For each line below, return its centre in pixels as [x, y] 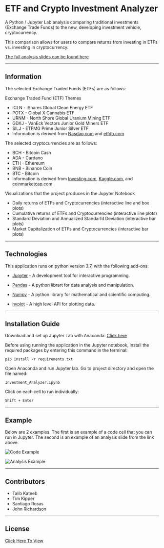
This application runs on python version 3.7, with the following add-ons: [77, 266]
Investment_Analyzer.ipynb [32, 383]
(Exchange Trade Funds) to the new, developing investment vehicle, [73, 27]
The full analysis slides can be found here [47, 56]
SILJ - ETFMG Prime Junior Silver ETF [50, 128]
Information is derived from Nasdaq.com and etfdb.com [68, 133]
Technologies [26, 254]
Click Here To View [24, 541]
